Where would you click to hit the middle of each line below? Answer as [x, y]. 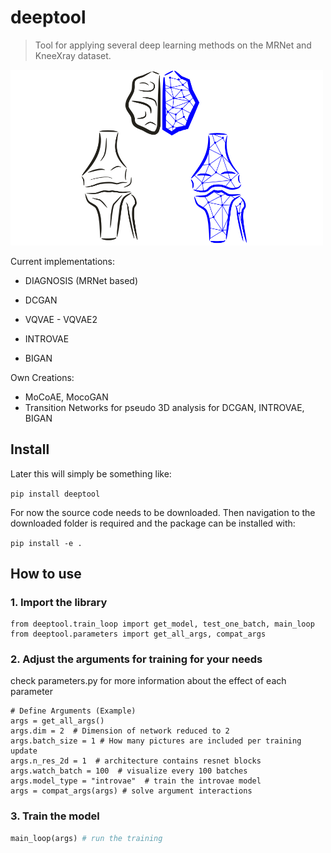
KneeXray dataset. [73, 55]
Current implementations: [63, 261]
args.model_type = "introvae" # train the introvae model [136, 781]
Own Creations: [42, 377]
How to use [46, 573]
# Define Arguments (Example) [73, 711]
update [24, 751]
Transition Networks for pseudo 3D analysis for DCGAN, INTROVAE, [164, 407]
